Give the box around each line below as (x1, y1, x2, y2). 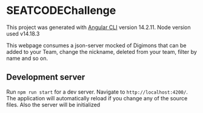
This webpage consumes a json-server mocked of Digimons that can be (6, 42, 187, 49)
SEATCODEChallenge (6, 4, 116, 18)
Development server (6, 72, 85, 82)
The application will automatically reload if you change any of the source (6, 94, 188, 102)
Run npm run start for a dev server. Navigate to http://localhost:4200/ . (6, 88, 188, 95)
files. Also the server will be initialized (6, 101, 101, 108)
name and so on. (6, 54, 48, 62)
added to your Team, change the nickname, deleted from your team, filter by (6, 48, 197, 55)
